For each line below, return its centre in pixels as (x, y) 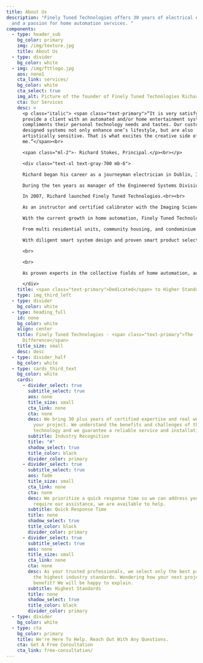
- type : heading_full (39, 312)
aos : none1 (31, 74)
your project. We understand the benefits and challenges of (111, 425)
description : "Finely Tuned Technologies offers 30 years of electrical (100, 18)
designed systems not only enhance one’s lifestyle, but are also (108, 130)
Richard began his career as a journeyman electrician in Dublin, (108, 174)
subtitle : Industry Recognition (69, 436)
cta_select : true (39, 91)
